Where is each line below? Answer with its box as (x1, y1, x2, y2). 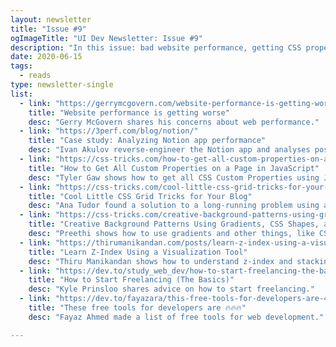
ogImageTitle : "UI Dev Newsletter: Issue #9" (10, 33, 203, 43)
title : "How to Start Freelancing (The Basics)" (28, 275, 235, 285)
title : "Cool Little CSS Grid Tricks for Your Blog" (28, 191, 253, 201)
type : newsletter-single (10, 80, 114, 90)
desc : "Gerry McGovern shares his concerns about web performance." (28, 117, 320, 127)
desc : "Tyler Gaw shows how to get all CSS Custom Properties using (28, 172, 320, 183)
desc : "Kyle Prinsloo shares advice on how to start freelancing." (28, 284, 315, 295)
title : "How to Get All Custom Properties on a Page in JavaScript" (28, 163, 320, 173)
